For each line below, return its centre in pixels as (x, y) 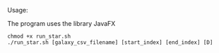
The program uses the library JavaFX (61, 23)
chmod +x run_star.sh (39, 36)
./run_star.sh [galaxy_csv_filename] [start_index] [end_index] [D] (110, 43)
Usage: (18, 10)
